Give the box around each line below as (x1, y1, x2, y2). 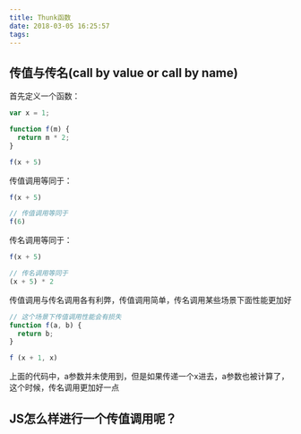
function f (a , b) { (9, 320, 82, 330)
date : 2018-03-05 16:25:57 (9, 22, 110, 30)
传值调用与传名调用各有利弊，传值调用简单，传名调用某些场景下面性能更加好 (9, 294, 292, 305)
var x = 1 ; (9, 108, 50, 117)
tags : (9, 30, 30, 39)
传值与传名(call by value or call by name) (9, 65, 239, 81)
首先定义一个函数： (9, 91, 81, 101)
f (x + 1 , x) (9, 353, 58, 363)
